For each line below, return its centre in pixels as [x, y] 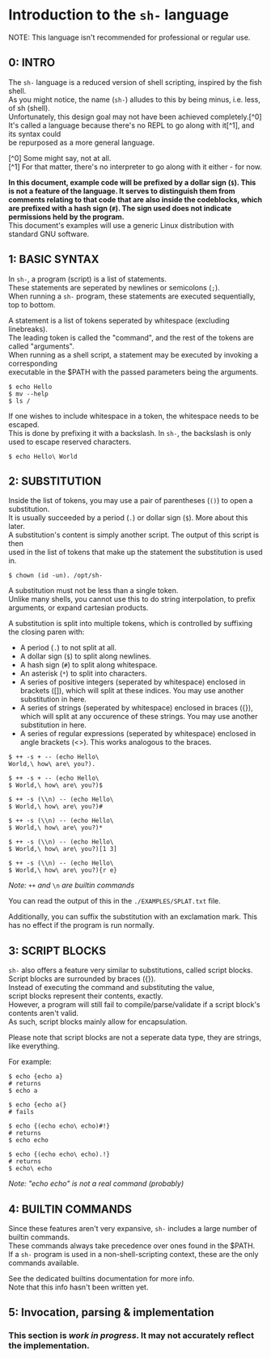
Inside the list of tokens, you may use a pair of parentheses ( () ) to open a [131, 501]
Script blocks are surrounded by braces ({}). [82, 979]
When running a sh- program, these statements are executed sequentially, [132, 296]
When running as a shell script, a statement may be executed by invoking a [133, 354]
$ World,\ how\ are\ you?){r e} [63, 870]
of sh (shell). [29, 108]
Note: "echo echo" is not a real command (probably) [96, 1183]
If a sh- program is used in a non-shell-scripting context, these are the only [133, 1254]
